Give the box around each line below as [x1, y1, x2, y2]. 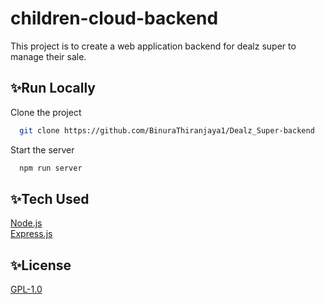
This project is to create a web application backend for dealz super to [10, 40, 297, 52]
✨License [10, 257, 72, 274]
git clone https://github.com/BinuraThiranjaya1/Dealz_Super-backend [19, 125, 315, 136]
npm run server [19, 163, 83, 173]
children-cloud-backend [10, 7, 219, 30]
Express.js [10, 228, 53, 240]
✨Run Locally [10, 80, 96, 97]
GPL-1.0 [10, 283, 43, 296]
